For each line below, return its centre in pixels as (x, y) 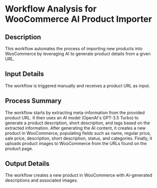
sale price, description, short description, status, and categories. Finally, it (79, 138)
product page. (19, 148)
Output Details (27, 164)
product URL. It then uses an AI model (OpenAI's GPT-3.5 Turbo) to (72, 117)
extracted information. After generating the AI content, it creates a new (75, 128)
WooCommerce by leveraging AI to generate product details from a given (78, 54)
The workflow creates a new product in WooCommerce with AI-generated (79, 175)
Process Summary (33, 101)
